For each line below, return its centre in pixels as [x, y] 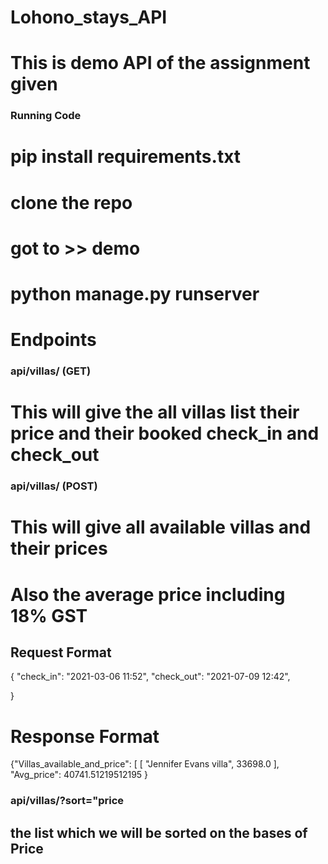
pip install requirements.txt [126, 157]
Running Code [46, 116]
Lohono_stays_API [89, 17]
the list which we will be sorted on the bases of [159, 832]
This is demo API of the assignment [160, 63]
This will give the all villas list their [155, 412]
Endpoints [53, 340]
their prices [59, 548]
